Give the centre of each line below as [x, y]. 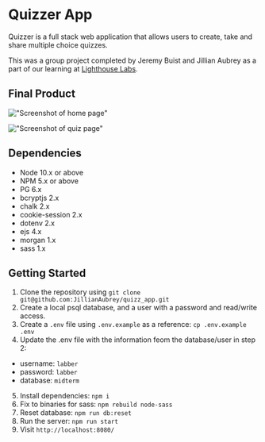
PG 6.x [31, 189]
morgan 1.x [38, 240]
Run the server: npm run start [69, 421]
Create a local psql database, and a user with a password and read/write [138, 308]
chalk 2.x [35, 206]
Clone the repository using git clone [80, 292]
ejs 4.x [31, 231]
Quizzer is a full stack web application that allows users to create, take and [130, 37]
